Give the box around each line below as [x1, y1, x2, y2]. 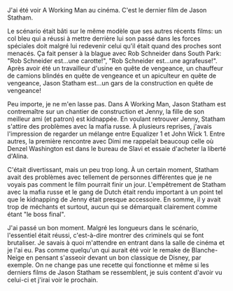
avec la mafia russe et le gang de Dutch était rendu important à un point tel [7, 188, 223, 196]
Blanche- [191, 246, 218, 254]
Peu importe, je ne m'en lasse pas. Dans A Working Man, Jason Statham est [7, 100, 226, 108]
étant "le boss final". [7, 210, 66, 218]
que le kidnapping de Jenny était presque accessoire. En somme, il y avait [7, 195, 221, 204]
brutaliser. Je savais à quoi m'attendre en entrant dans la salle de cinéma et [7, 239, 225, 247]
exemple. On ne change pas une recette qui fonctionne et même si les [7, 261, 209, 269]
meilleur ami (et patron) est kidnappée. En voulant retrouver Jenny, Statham [7, 115, 226, 123]
